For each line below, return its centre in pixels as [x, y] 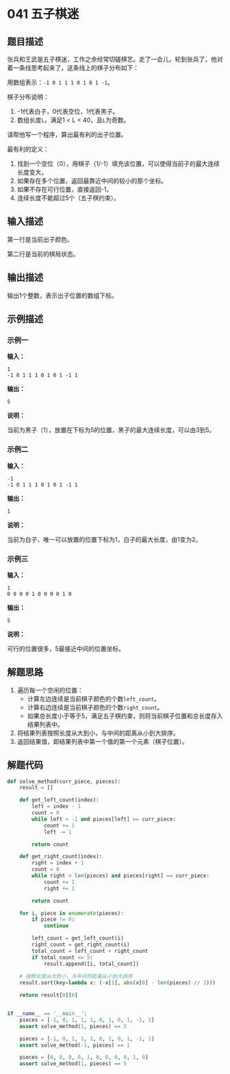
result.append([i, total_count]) [91, 964]
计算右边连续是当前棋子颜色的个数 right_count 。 [95, 707]
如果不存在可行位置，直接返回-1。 [65, 189]
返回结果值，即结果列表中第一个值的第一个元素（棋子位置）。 [102, 741]
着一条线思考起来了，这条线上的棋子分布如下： [73, 68]
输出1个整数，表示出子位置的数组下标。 [62, 295]
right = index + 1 [58, 863]
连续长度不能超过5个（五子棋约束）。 [68, 198]
